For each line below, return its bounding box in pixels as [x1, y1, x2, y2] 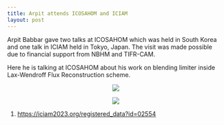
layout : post [7, 16, 45, 23]
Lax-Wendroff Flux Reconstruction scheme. [7, 70, 131, 79]
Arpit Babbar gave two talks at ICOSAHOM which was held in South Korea [7, 35, 217, 43]
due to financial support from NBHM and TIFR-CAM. [7, 49, 156, 58]
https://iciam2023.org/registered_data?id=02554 [17, 109, 156, 117]
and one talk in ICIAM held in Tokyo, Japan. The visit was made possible [7, 43, 212, 51]
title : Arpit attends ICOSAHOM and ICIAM [7, 10, 128, 17]
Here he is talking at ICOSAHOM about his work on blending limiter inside [7, 63, 216, 71]
